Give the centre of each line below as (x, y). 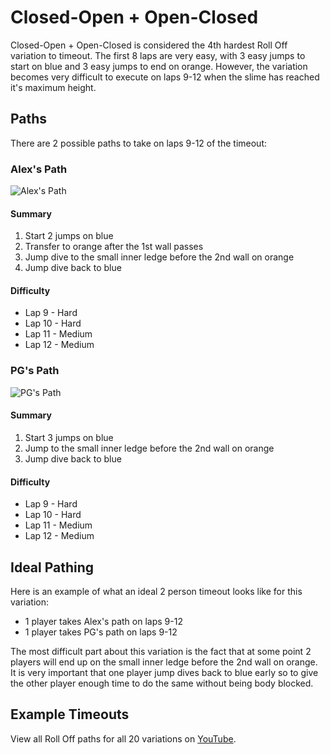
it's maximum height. (53, 87)
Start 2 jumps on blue (69, 236)
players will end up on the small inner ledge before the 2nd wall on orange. (164, 662)
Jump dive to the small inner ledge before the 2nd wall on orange (159, 257)
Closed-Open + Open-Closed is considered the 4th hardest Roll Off (149, 45)
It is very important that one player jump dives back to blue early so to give (164, 672)
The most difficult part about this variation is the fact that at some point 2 (161, 651)
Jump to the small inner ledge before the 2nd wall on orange (149, 448)
